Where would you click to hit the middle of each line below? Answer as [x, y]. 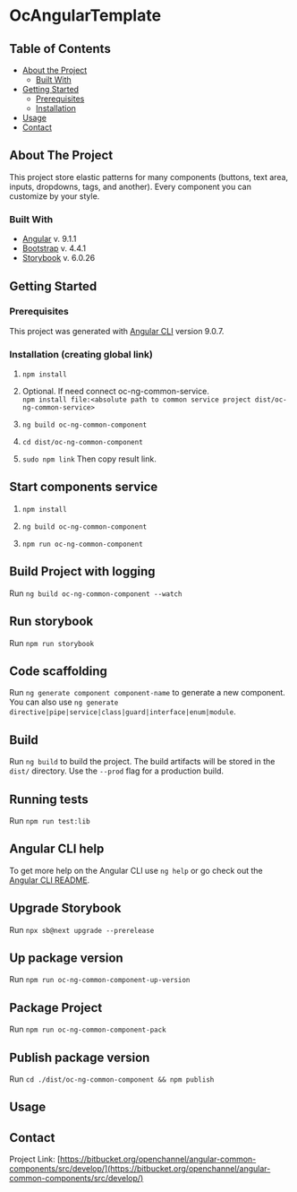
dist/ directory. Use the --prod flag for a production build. [116, 771]
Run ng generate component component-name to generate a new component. [148, 693]
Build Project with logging [82, 571]
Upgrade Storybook [65, 908]
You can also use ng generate [64, 702]
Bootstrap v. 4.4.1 [54, 248]
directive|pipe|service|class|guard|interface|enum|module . [123, 712]
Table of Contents [60, 49]
